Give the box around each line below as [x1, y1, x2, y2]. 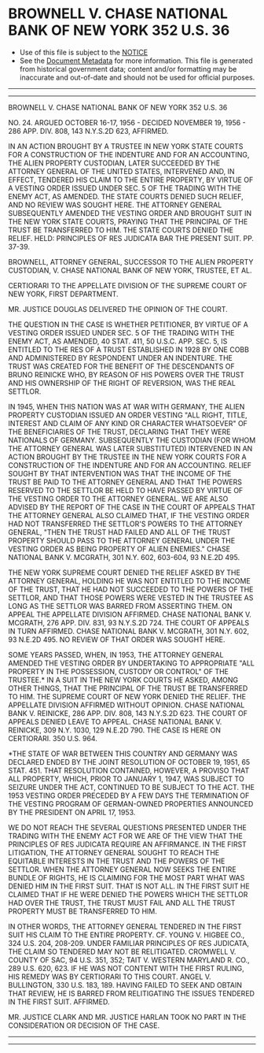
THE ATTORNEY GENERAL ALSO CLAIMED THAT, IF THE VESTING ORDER [8, 510, 250, 520]
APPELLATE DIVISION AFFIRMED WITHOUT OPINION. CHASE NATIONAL [8, 700, 245, 710]
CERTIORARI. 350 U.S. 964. [8, 733, 98, 743]
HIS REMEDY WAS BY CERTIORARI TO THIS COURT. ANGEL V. [8, 972, 211, 981]
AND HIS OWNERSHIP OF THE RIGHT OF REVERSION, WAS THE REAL [8, 378, 236, 387]
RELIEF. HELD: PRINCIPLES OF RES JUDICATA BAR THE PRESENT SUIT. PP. [8, 233, 254, 243]
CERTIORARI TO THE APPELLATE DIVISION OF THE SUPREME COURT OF [8, 280, 247, 290]
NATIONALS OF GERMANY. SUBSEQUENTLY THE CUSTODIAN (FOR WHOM [8, 435, 256, 445]
